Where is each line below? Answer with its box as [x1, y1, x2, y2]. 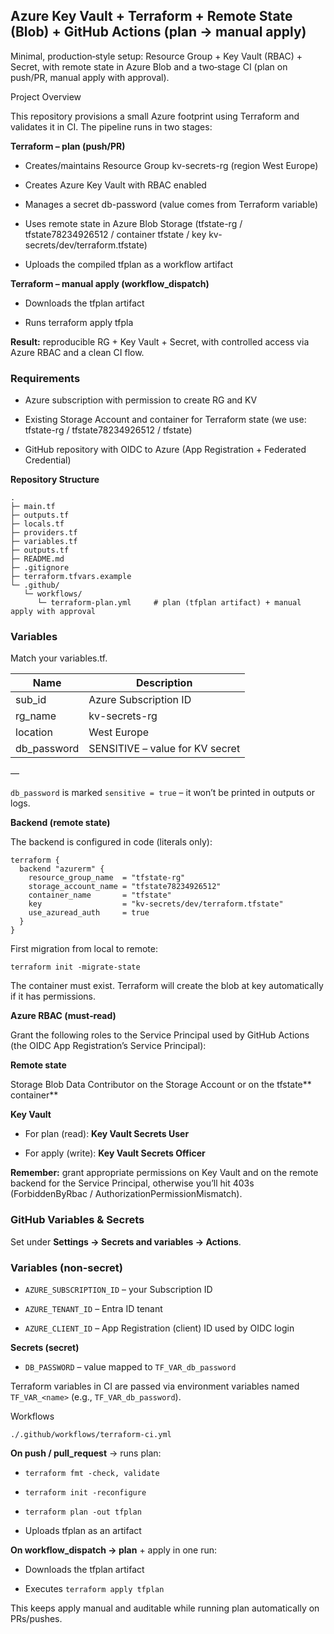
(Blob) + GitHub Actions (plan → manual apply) [10, 24, 307, 41]
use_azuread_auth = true [28, 908, 150, 918]
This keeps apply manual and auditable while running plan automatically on [10, 1602, 320, 1614]
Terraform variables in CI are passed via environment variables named [10, 1380, 300, 1392]
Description [135, 676, 193, 690]
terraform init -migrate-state [10, 962, 141, 973]
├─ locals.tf [10, 519, 65, 529]
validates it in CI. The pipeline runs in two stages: [10, 120, 213, 133]
